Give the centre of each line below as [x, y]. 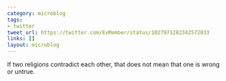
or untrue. [21, 71]
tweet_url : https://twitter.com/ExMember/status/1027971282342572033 [109, 32]
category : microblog [37, 13]
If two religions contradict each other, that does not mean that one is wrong [114, 64]
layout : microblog [33, 45]
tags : [15, 20]
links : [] [21, 39]
